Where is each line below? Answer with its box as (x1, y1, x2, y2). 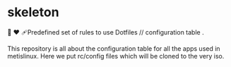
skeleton (7, 4, 59, 20)
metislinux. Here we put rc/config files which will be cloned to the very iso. (7, 51, 225, 60)
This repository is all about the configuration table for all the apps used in (7, 44, 220, 53)
